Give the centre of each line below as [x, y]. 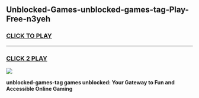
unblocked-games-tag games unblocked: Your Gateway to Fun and [90, 82]
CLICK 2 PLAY [27, 58]
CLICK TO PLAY [29, 36]
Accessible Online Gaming [39, 88]
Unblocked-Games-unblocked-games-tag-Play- [98, 10]
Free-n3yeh [28, 19]
